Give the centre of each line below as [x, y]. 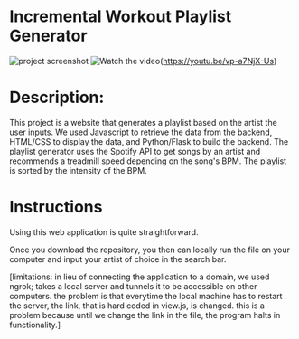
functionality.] [35, 325]
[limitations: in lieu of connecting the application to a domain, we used [140, 277]
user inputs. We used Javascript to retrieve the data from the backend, [141, 132]
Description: [57, 98]
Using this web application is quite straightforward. [104, 231]
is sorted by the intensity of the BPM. [78, 170]
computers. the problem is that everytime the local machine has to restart [146, 296]
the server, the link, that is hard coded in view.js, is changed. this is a [137, 306]
